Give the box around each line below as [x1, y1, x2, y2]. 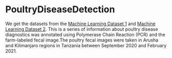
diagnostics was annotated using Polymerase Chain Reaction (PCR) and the [5, 31, 165, 37]
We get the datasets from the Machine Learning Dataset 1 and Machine [5, 21, 156, 27]
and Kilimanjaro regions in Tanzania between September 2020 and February [5, 42, 167, 48]
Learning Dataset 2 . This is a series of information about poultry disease [5, 26, 158, 32]
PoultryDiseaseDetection [5, 4, 116, 15]
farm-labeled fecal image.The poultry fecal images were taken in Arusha [5, 37, 159, 43]
